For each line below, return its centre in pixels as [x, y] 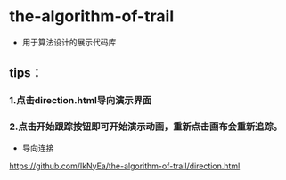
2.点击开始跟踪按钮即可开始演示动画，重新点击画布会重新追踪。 [146, 127]
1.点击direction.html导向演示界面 [81, 101]
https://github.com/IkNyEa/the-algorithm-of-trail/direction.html [125, 166]
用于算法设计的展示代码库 [69, 42]
